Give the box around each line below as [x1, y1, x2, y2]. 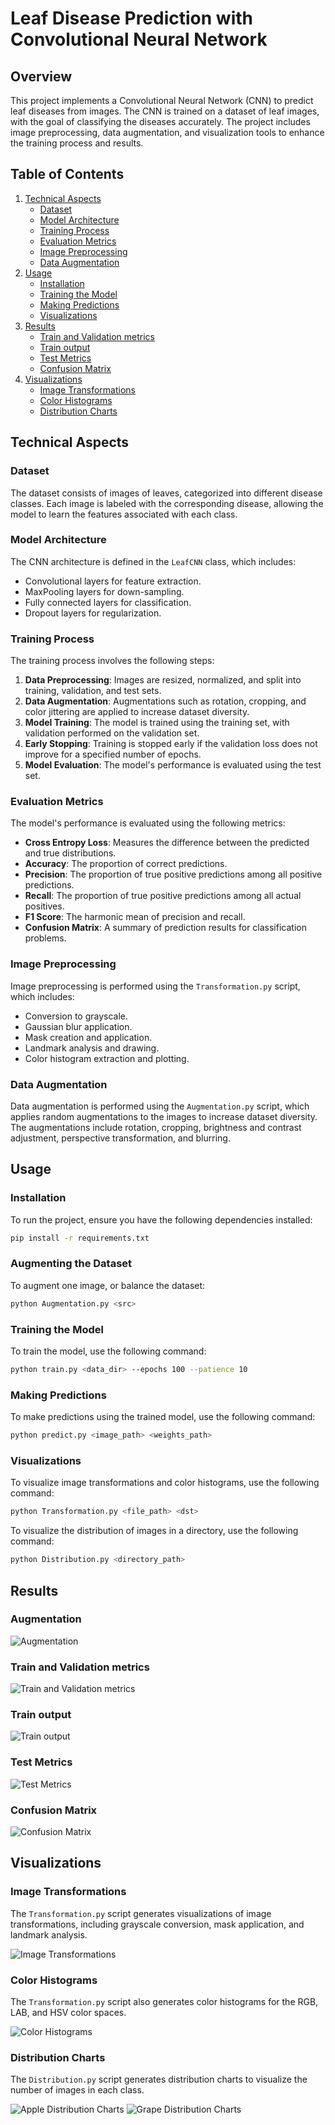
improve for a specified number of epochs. [24, 748, 202, 761]
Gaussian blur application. [24, 1020, 133, 1032]
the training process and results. [10, 137, 144, 149]
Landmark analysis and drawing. [24, 1042, 160, 1054]
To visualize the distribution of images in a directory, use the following [10, 1525, 299, 1537]
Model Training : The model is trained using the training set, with [24, 717, 290, 729]
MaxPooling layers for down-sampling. [24, 585, 185, 597]
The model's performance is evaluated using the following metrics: [10, 817, 286, 829]
